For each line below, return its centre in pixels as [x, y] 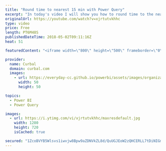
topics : [13, 96]
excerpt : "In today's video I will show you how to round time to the [79, 14]
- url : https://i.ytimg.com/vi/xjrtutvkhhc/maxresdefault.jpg [75, 119]
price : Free [17, 28]
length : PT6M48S [22, 32]
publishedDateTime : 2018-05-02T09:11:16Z [48, 37]
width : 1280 [26, 123]
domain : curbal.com [30, 69]
